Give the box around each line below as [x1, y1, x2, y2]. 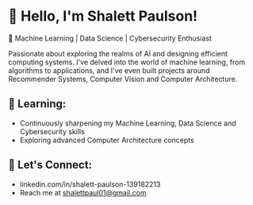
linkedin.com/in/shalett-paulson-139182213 [19, 179, 161, 189]
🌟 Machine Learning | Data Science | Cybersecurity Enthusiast [8, 33, 213, 43]
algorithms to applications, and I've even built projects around [8, 65, 210, 75]
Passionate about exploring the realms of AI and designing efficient [8, 48, 228, 58]
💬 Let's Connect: [8, 158, 93, 172]
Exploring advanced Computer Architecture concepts [19, 135, 194, 145]
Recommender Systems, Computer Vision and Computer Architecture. [8, 74, 238, 83]
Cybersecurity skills [19, 126, 85, 136]
